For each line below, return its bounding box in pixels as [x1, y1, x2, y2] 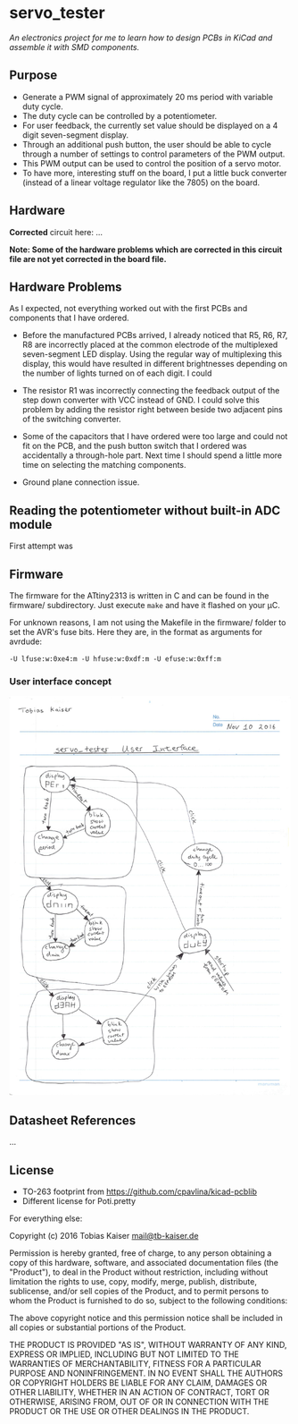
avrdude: [9, 636, 43, 647]
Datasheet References [9, 1113, 137, 1128]
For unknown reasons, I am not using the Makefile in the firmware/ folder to [9, 617, 286, 628]
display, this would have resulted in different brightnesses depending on [21, 359, 288, 369]
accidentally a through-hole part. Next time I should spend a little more [21, 450, 283, 461]
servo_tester [9, 3, 105, 23]
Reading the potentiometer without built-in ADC [9, 503, 281, 518]
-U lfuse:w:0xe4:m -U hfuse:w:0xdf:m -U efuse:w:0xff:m [9, 655, 221, 664]
